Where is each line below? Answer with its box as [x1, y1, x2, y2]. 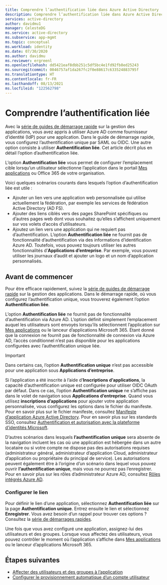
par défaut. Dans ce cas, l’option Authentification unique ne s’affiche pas [5, 388, 157, 394]
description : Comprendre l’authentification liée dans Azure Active [5, 12, 150, 17]
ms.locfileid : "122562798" [5, 85, 61, 91]
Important [5, 352, 25, 358]
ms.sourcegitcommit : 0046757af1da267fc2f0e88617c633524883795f [5, 68, 139, 73]
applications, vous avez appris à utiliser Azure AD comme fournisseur [5, 129, 148, 135]
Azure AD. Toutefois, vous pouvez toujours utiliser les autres [12, 242, 136, 249]
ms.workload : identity [5, 44, 52, 49]
